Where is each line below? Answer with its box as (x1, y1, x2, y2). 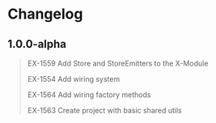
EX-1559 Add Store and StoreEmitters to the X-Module (27, 58, 209, 68)
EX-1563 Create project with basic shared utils (27, 106, 183, 115)
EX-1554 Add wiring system (27, 74, 121, 83)
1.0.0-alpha (7, 37, 66, 51)
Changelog (7, 5, 83, 23)
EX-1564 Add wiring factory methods (27, 90, 151, 100)
